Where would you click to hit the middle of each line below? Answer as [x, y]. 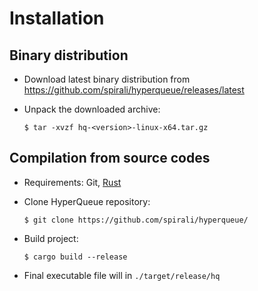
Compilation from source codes [110, 158]
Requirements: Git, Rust [72, 182]
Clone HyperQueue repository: [87, 201]
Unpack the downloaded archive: [92, 109]
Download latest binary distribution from [107, 79]
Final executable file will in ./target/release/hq [122, 275]
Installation [57, 18]
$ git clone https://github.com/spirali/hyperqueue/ [136, 220]
